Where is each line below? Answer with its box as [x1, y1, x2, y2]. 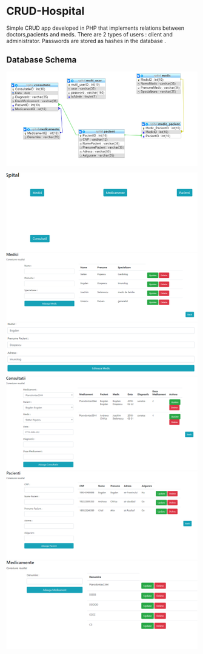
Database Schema [6, 55, 77, 65]
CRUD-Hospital [6, 4, 85, 18]
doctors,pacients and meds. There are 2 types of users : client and [6, 30, 173, 38]
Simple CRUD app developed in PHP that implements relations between [6, 24, 185, 32]
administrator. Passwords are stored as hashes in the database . [6, 37, 167, 44]
